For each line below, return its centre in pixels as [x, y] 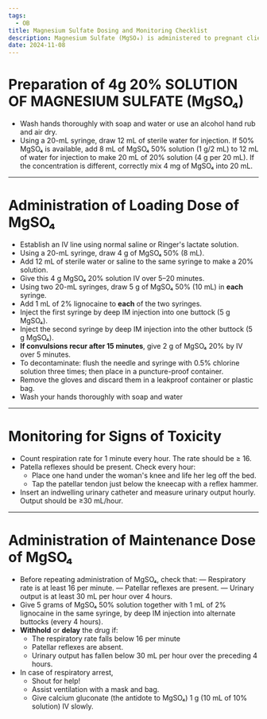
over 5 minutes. [45, 354]
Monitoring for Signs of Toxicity [115, 437]
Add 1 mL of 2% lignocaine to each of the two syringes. [111, 304]
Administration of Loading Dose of [124, 206]
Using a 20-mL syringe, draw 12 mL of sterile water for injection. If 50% [137, 141]
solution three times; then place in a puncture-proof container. [122, 371]
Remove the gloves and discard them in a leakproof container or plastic [136, 380]
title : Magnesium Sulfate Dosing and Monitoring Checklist [108, 30]
